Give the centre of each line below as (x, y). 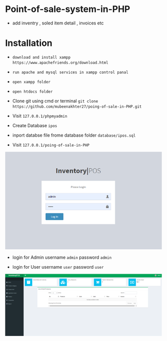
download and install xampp (41, 57)
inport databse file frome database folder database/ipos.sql (74, 135)
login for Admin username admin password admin (62, 257)
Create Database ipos (35, 125)
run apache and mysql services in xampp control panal (70, 72)
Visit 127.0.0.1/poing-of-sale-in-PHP (51, 145)
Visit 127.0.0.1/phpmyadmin (40, 116)
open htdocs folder (33, 91)
